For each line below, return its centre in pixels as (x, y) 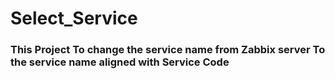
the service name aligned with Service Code (120, 62)
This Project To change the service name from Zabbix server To (168, 50)
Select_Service (74, 18)
